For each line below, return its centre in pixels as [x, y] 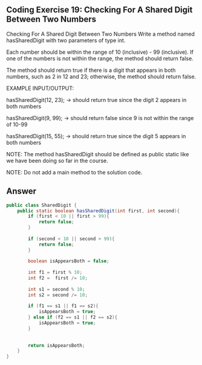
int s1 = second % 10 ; [57, 289]
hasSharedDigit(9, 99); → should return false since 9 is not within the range [100, 118]
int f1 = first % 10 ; [55, 273]
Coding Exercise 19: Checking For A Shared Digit [99, 10]
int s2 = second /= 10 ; [58, 295]
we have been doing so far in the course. [57, 160]
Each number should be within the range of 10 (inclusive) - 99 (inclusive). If [100, 52]
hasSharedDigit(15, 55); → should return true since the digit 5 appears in [96, 136]
